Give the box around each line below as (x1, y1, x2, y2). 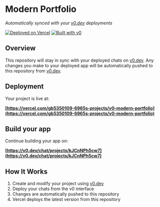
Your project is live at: (5, 96, 50, 102)
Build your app (5, 124, 51, 133)
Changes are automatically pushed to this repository (12, 191, 119, 197)
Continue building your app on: (5, 138, 68, 144)
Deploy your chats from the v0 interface (12, 186, 94, 192)
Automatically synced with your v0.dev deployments (5, 20, 112, 26)
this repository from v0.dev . (5, 68, 62, 74)
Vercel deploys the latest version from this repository (12, 197, 121, 203)
